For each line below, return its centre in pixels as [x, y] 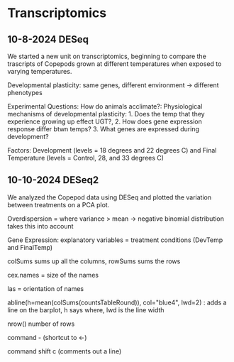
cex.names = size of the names [53, 275]
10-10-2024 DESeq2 [53, 180]
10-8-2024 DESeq [48, 39]
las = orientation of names [45, 288]
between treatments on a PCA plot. [58, 204]
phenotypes [25, 93]
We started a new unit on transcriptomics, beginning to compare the [107, 56]
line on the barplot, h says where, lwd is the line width [86, 309]
